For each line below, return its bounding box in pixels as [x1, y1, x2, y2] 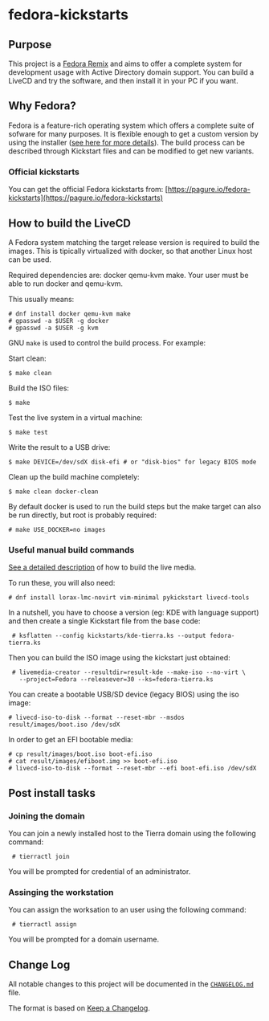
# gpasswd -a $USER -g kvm [8, 324, 99, 332]
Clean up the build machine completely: [8, 472, 140, 481]
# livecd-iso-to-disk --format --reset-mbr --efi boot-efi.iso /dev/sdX [8, 765, 257, 773]
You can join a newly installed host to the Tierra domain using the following [8, 828, 257, 838]
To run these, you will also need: [8, 578, 116, 588]
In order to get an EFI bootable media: [8, 735, 134, 745]
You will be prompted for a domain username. [8, 934, 160, 945]
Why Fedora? [8, 99, 76, 113]
